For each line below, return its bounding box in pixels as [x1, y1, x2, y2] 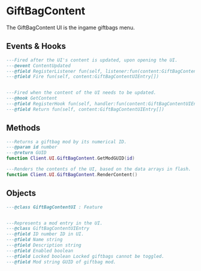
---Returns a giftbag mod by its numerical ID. [6, 138, 127, 144]
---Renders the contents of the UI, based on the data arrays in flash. [6, 166, 191, 173]
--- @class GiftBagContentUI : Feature [6, 204, 103, 210]
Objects [6, 188, 36, 198]
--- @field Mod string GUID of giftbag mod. [6, 258, 117, 265]
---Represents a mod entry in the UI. [6, 220, 103, 226]
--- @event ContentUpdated [6, 63, 71, 69]
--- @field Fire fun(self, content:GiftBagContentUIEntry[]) [6, 73, 160, 80]
